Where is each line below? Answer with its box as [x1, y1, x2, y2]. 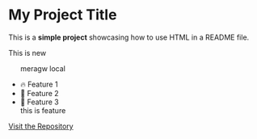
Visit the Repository [8, 121, 74, 131]
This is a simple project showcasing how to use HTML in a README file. [8, 32, 250, 42]
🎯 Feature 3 [19, 97, 59, 107]
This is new [8, 48, 47, 57]
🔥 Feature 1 [19, 79, 58, 89]
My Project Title [8, 6, 117, 24]
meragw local [19, 63, 66, 74]
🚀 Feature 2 [19, 88, 59, 98]
